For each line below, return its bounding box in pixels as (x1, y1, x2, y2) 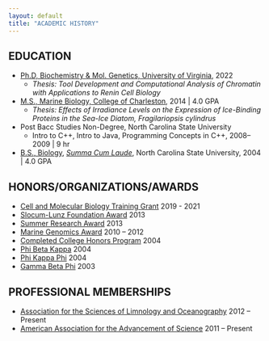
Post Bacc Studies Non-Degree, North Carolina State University (19, 122, 232, 132)
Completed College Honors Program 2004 (19, 236, 162, 246)
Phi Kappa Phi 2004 (19, 253, 87, 263)
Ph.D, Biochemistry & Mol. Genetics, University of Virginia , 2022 (19, 70, 233, 81)
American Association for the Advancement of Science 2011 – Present (19, 323, 253, 333)
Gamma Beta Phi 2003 (19, 262, 95, 272)
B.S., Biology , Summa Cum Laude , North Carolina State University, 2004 (19, 148, 261, 158)
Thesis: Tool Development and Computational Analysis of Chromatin (32, 79, 261, 89)
